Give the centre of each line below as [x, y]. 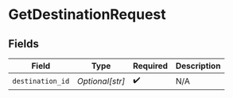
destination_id [41, 81]
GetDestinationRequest [87, 15]
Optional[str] [101, 81]
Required [150, 66]
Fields [24, 44]
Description [198, 66]
